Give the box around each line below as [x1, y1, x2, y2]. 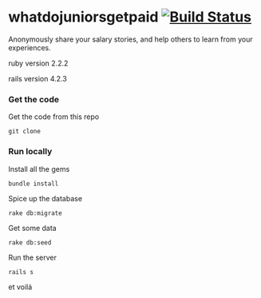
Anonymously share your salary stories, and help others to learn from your [8, 34, 253, 44]
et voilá [8, 282, 33, 292]
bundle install [8, 180, 59, 188]
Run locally [8, 146, 53, 157]
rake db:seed [8, 238, 52, 247]
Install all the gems [8, 164, 70, 173]
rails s [8, 268, 34, 276]
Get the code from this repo [8, 112, 100, 121]
